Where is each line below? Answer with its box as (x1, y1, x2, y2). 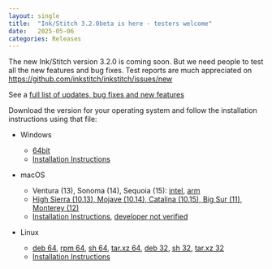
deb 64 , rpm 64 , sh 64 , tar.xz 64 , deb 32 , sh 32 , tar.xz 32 (32, 243, 225, 253)
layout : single (8, 11, 60, 20)
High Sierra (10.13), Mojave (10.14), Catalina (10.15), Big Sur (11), (32, 194, 243, 204)
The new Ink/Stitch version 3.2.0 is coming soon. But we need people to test (8, 57, 264, 67)
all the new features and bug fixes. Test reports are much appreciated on (8, 66, 253, 76)
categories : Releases (8, 34, 82, 43)
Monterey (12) (32, 203, 80, 213)
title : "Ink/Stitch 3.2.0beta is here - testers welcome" (8, 20, 213, 28)
